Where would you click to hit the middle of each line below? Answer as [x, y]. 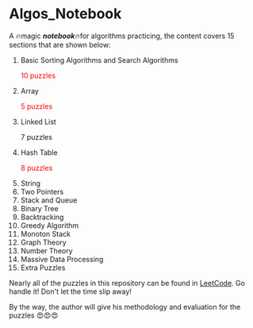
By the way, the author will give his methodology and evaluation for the [125, 307]
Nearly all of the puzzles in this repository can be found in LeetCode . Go [127, 283]
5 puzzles [36, 106]
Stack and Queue [49, 200]
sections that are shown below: [60, 44]
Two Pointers [42, 191]
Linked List [38, 122]
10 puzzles [38, 75]
